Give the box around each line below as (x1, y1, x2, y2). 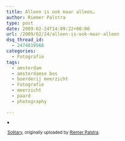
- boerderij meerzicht (11, 76, 69, 82)
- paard (11, 93, 31, 99)
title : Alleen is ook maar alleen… (6, 8, 96, 15)
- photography (11, 98, 47, 104)
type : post (6, 20, 34, 26)
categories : (6, 48, 36, 54)
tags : (6, 59, 20, 65)
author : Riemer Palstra (6, 14, 66, 20)
